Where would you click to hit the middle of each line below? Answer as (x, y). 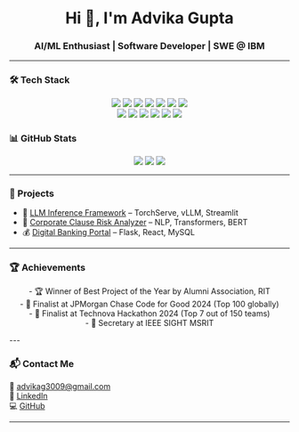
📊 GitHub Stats (43, 138)
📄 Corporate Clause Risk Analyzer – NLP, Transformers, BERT (135, 223)
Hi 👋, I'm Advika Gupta (149, 18)
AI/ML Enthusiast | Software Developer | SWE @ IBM (149, 46)
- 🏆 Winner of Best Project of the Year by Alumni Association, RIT (149, 291)
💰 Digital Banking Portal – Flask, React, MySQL (109, 232)
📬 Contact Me (42, 363)
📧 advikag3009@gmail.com (60, 386)
